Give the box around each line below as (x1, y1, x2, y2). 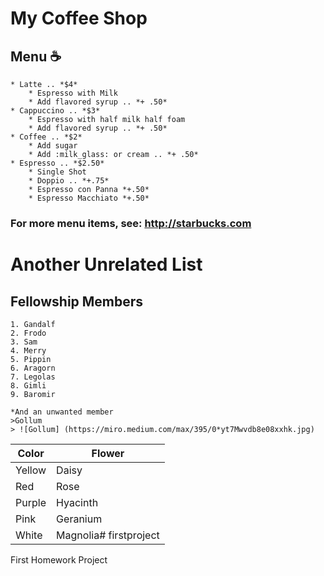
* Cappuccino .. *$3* (10, 106, 101, 116)
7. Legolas (10, 372, 56, 382)
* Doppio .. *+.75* (28, 176, 110, 186)
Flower (91, 446, 125, 460)
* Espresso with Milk (28, 88, 118, 98)
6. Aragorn (10, 363, 56, 373)
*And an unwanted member (10, 407, 114, 417)
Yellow (15, 463, 47, 477)
